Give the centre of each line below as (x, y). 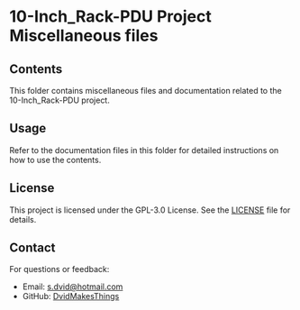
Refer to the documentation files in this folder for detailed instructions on (144, 150)
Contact (32, 248)
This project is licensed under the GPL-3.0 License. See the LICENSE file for (150, 210)
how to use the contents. (55, 160)
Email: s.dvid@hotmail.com (73, 287)
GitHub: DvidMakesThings (71, 296)
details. (23, 219)
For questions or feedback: (59, 269)
